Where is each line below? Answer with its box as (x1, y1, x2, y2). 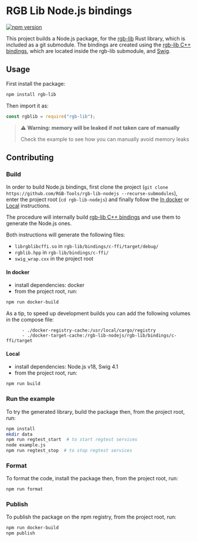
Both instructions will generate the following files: (6, 231, 125, 239)
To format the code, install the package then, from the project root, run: (6, 475, 179, 482)
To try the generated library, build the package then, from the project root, (6, 408, 185, 415)
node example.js (6, 442, 46, 448)
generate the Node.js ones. (6, 220, 72, 227)
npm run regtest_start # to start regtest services (6, 437, 138, 443)
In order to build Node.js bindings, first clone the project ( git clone (6, 183, 168, 190)
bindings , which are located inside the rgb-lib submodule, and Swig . (6, 47, 171, 54)
